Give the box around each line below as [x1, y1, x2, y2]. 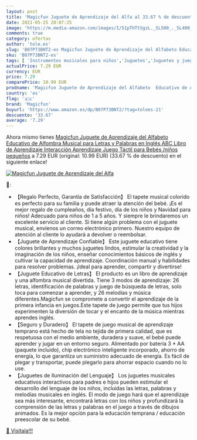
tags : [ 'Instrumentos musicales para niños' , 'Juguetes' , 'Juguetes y [6, 57, 180, 63]
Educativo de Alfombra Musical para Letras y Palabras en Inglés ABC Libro [6, 140, 186, 147]
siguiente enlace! [6, 159, 47, 166]
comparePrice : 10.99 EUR [6, 80, 67, 86]
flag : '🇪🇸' [6, 95, 35, 101]
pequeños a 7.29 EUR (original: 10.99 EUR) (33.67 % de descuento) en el [6, 152, 182, 159]
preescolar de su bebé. [14, 416, 71, 423]
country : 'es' [6, 90, 41, 96]
